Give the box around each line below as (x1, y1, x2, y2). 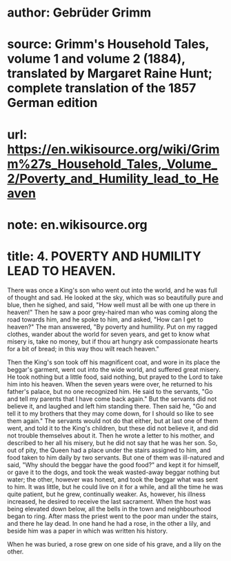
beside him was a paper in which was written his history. (7, 526, 168, 535)
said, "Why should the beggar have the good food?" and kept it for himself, (7, 460, 220, 469)
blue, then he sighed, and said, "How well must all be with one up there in (7, 300, 216, 308)
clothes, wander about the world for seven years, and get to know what (7, 330, 210, 338)
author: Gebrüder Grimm (7, 5, 152, 21)
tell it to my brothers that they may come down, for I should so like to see (7, 409, 214, 417)
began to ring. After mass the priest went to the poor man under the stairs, (7, 512, 219, 520)
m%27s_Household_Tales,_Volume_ (7, 156, 217, 172)
